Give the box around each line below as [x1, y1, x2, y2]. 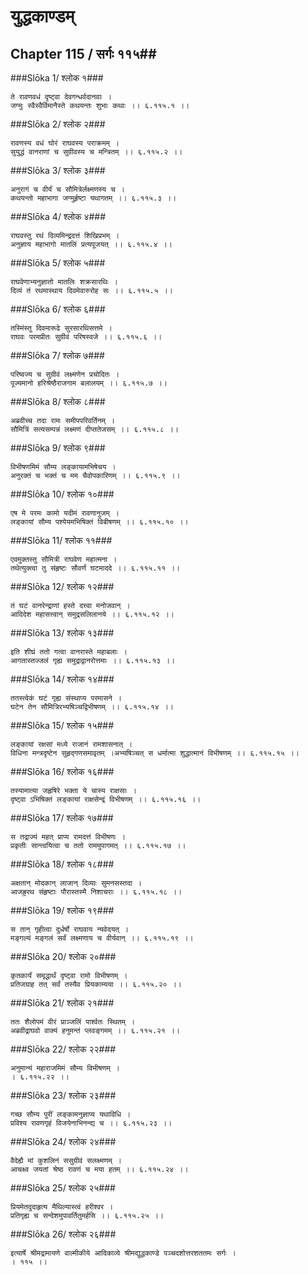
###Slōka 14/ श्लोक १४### [10, 673, 115, 685]
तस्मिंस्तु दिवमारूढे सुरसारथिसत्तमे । [10, 323, 113, 333]
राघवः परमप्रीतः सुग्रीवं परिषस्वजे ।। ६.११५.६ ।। [10, 332, 163, 342]
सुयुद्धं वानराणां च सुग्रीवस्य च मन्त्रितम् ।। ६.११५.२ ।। [10, 147, 183, 157]
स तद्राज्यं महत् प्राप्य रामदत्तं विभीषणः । [10, 832, 126, 842]
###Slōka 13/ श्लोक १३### [10, 627, 115, 639]
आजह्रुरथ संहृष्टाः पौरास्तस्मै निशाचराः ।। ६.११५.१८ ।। [10, 887, 183, 897]
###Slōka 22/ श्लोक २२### [10, 1043, 117, 1055]
